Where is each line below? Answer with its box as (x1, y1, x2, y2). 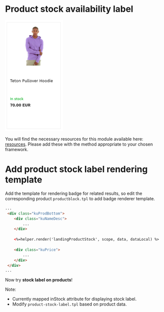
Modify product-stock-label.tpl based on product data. (12, 301, 127, 307)
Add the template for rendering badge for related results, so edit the (5, 190, 142, 196)
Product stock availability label (5, 3, 134, 15)
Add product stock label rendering (5, 164, 148, 175)
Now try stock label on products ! (5, 277, 73, 283)
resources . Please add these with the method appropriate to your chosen (5, 141, 153, 147)
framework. (5, 146, 28, 152)
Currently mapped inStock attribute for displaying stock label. (12, 296, 137, 302)
